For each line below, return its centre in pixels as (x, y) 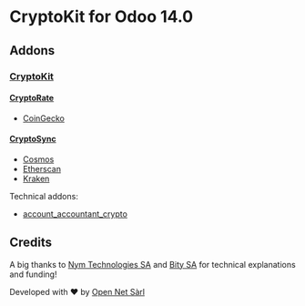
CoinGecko (44, 118)
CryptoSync (33, 139)
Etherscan (42, 168)
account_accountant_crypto (75, 214)
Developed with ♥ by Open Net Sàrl (77, 291)
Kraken (36, 178)
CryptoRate (32, 98)
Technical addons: (44, 196)
